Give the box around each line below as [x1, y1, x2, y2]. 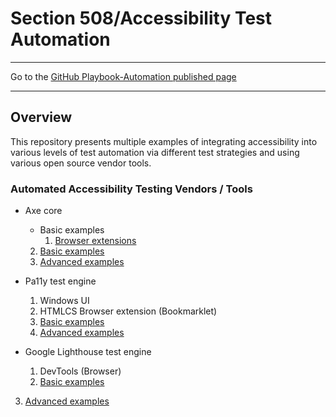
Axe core [24, 205, 63, 217]
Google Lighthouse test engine [24, 346, 152, 358]
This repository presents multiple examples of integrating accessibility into [10, 135, 318, 147]
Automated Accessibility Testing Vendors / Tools [10, 182, 253, 196]
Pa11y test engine [24, 275, 97, 287]
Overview [10, 109, 73, 126]
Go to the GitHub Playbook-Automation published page [10, 70, 237, 82]
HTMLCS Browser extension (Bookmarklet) [39, 305, 218, 317]
